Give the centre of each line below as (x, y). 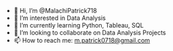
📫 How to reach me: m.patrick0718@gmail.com (82, 40)
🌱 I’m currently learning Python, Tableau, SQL (79, 25)
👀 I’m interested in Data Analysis (60, 18)
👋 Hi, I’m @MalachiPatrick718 (55, 11)
